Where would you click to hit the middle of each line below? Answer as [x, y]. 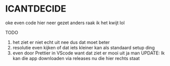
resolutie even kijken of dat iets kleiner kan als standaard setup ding [83, 47]
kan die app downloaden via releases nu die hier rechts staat [76, 58]
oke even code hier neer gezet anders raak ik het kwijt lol [65, 23]
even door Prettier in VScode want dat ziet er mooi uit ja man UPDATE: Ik [89, 53]
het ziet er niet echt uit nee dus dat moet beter [61, 42]
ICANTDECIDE [36, 9]
